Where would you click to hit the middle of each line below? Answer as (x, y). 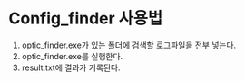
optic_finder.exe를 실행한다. (72, 56)
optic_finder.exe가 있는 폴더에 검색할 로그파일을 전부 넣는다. (129, 45)
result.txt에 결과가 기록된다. (71, 67)
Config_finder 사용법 (86, 18)
